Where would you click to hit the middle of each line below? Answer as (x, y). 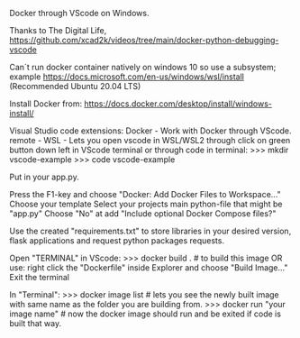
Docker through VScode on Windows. (79, 13)
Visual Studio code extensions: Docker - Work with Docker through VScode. (150, 131)
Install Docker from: (46, 104)
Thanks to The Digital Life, (58, 30)
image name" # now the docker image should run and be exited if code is (145, 314)
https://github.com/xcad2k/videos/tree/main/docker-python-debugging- (144, 40)
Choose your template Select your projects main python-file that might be (146, 204)
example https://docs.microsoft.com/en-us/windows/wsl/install (127, 77)
